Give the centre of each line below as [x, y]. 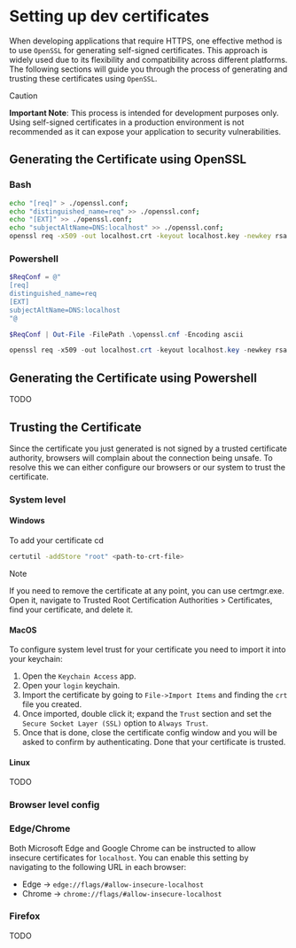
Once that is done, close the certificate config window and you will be [149, 733]
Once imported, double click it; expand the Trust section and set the [147, 714]
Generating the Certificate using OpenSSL [128, 160]
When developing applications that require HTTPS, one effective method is [146, 41]
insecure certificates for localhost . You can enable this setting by [129, 858]
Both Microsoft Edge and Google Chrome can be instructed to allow [132, 848]
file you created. [52, 704]
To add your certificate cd [56, 540]
